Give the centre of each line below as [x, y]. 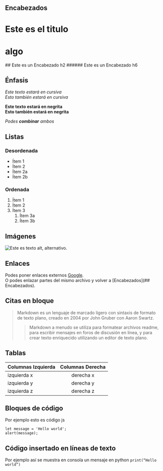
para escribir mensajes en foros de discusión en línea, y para [91, 332]
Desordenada [22, 150]
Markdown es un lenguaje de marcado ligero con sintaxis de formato [86, 313]
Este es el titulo [37, 29]
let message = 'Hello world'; [36, 429]
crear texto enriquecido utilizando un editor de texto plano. [89, 338]
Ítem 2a [20, 172]
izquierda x [20, 375]
